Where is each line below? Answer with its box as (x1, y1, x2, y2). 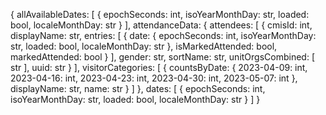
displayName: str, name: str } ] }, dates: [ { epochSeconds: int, (10, 83, 266, 94)
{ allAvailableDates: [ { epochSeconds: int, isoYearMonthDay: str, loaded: (10, 9, 310, 20)
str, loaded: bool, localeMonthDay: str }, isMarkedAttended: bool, (10, 40, 278, 52)
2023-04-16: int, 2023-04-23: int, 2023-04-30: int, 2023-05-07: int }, (10, 72, 298, 84)
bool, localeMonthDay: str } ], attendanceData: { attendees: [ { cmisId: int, (10, 19, 313, 31)
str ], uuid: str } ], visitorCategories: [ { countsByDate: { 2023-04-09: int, (10, 62, 308, 73)
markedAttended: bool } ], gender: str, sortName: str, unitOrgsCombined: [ (10, 51, 316, 63)
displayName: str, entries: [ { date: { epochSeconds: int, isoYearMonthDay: (10, 30, 317, 41)
